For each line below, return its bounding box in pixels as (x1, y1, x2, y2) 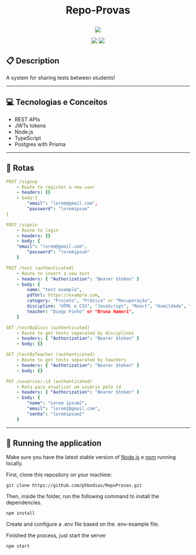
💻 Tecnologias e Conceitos (6, 97, 108, 107)
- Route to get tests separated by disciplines (16, 330, 134, 336)
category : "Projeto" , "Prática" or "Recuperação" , (27, 298, 153, 304)
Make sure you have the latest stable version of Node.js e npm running (6, 454, 176, 461)
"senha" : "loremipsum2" (27, 411, 85, 417)
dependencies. (6, 499, 42, 506)
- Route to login (16, 227, 59, 233)
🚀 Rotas (6, 163, 34, 173)
